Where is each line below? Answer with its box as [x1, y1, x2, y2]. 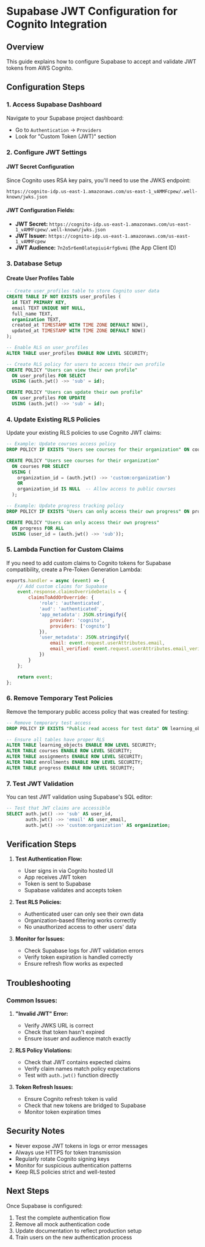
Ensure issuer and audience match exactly [24, 1035, 131, 1042]
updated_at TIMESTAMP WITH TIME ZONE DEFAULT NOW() [12, 328, 146, 334]
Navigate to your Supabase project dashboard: [6, 114, 124, 122]
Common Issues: [6, 996, 58, 1004]
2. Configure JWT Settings [6, 148, 87, 157]
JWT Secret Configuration [6, 163, 74, 171]
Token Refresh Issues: [15, 1084, 73, 1091]
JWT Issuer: [15, 232, 48, 240]
